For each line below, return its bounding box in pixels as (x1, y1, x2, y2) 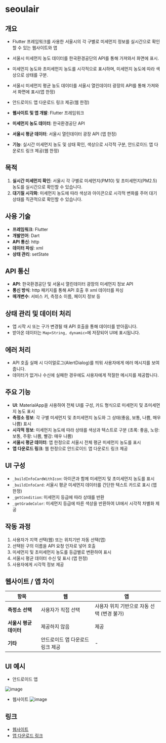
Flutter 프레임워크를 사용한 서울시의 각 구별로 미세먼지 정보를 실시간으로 (12, 39, 151, 44)
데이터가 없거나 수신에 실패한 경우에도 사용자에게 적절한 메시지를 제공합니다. (12, 372, 159, 378)
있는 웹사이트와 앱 (23, 45, 58, 51)
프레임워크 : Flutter (12, 226, 48, 232)
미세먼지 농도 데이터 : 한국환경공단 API (12, 121, 85, 126)
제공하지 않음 (41, 623, 70, 630)
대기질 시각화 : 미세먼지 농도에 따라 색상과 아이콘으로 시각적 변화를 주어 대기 (12, 190, 157, 196)
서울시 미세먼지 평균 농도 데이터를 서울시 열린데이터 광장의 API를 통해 (12, 83, 146, 88)
